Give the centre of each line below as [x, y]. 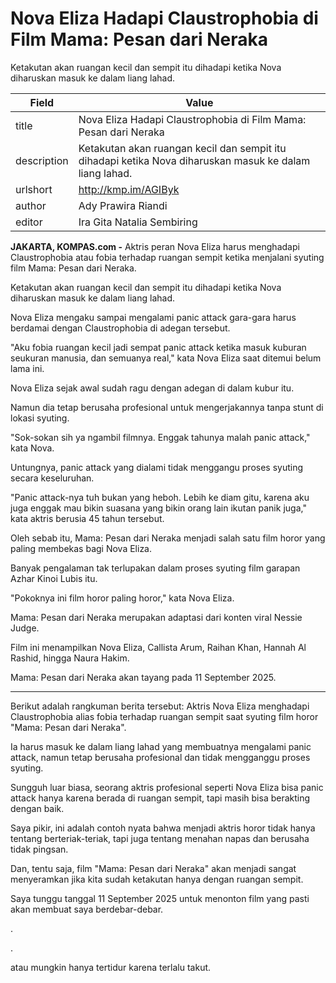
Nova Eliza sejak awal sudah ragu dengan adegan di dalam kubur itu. [152, 388]
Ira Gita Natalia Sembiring [138, 222]
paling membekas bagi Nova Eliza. [81, 548]
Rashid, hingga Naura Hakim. [70, 658]
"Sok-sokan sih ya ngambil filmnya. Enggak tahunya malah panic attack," [160, 437]
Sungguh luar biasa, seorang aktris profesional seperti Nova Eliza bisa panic [167, 787]
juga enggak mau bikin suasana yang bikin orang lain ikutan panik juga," [158, 508]
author [31, 205]
